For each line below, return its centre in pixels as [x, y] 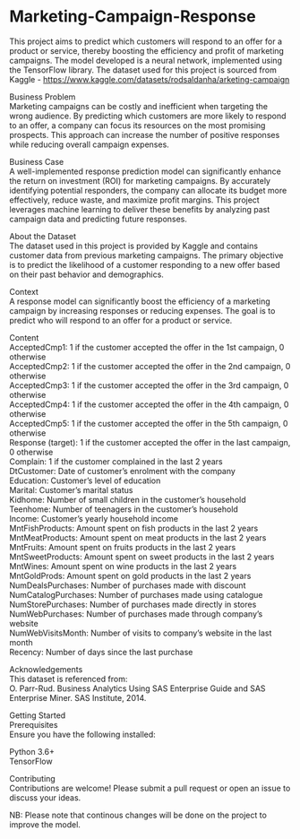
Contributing [32, 778]
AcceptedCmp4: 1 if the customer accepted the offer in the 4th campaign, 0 [149, 404]
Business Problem [43, 97]
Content [24, 337]
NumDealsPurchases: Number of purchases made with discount [128, 585]
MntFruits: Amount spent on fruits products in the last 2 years [123, 547]
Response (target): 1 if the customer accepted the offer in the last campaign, [150, 442]
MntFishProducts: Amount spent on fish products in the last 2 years [134, 528]
